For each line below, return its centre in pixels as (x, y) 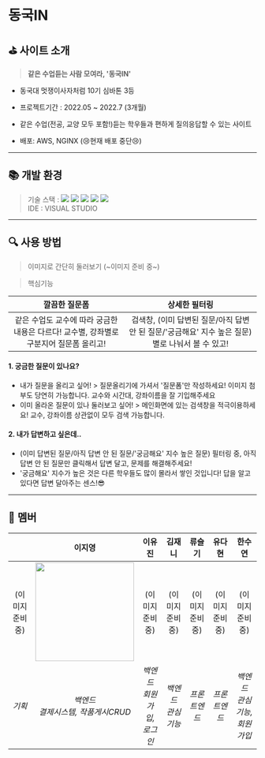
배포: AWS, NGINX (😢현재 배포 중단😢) (80, 141)
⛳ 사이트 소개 (39, 50)
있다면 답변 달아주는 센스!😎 (62, 483)
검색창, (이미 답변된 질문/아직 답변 (190, 319)
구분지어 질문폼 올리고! (66, 343)
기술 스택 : (43, 199)
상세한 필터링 (190, 304)
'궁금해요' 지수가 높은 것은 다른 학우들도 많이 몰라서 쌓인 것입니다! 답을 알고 (135, 473)
